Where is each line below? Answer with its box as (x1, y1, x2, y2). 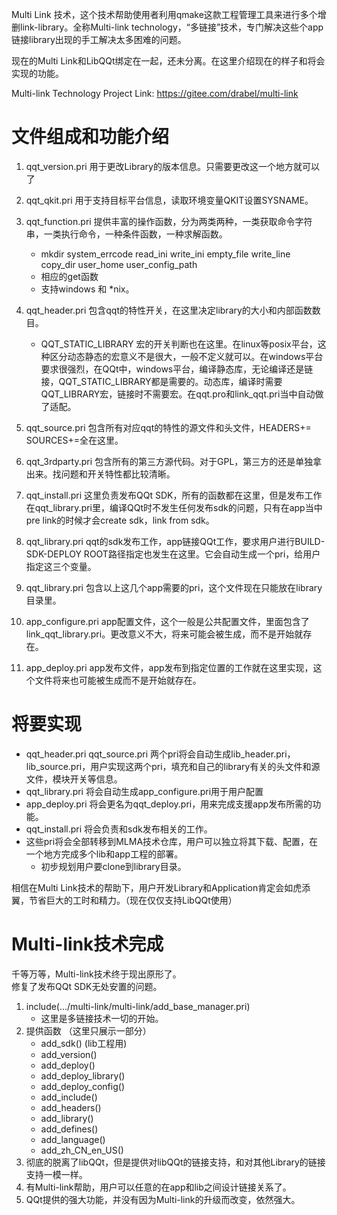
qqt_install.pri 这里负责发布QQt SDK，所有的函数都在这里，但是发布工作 (25, 489, 323, 501)
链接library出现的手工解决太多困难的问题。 (11, 34, 187, 45)
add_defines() (40, 1123, 99, 1135)
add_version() (40, 1048, 98, 1060)
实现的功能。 (11, 68, 64, 79)
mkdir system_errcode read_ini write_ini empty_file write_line (40, 248, 291, 260)
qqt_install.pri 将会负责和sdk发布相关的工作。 (25, 823, 213, 835)
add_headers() (40, 1101, 102, 1113)
